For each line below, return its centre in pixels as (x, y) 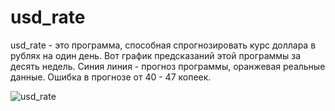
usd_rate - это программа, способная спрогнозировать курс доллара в (163, 45)
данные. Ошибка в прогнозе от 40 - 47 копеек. (111, 77)
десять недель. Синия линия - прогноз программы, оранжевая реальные (168, 66)
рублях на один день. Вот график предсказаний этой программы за (156, 55)
